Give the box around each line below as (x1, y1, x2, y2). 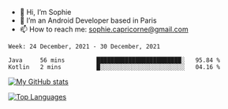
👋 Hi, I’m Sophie (19, 8, 72, 16)
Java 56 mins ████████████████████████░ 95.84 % (8, 56, 221, 64)
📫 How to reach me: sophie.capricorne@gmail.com (19, 24, 189, 34)
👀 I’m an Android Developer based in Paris (19, 16, 157, 25)
